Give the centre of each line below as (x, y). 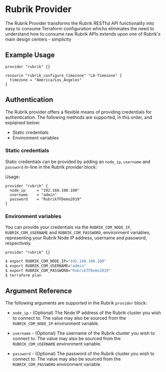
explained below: (23, 122)
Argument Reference (39, 291)
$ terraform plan (23, 275)
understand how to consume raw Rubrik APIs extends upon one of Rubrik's (83, 34)
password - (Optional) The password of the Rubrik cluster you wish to (83, 354)
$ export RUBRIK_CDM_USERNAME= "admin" (46, 266)
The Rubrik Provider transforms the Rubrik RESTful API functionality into (80, 23)
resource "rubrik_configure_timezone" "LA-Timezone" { (64, 76)
